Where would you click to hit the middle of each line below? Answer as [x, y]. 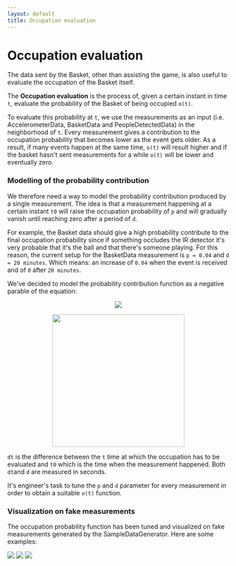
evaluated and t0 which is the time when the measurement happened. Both [116, 464]
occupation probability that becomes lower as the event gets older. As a [112, 140]
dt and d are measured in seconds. [57, 471]
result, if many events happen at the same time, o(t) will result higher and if [117, 147]
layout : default [31, 14]
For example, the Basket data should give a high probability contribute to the [118, 232]
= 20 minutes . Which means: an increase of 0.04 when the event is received [117, 262]
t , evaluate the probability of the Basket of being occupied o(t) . [100, 104]
